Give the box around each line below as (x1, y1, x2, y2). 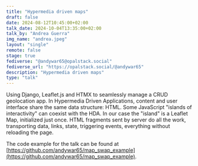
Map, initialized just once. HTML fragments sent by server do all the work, (6, 116, 186, 123)
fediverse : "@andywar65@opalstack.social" (6, 58, 112, 64)
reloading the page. (6, 129, 54, 136)
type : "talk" (6, 75, 38, 81)
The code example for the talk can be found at (6, 141, 119, 148)
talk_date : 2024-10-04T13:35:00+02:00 (6, 25, 102, 31)
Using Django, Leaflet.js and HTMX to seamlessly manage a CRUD (6, 91, 168, 98)
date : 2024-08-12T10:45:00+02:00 (6, 20, 89, 25)
